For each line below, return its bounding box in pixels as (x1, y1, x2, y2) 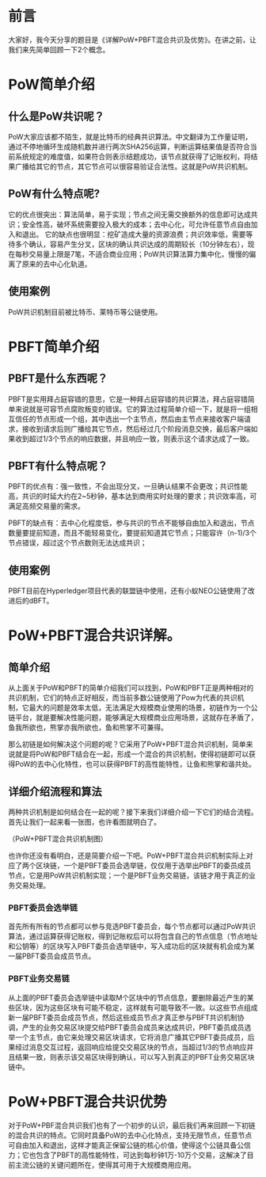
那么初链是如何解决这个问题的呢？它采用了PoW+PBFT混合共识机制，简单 (8, 740, 247, 749)
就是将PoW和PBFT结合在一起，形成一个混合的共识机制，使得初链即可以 (14, 749, 249, 759)
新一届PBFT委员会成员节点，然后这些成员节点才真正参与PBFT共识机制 (8, 1012, 237, 1022)
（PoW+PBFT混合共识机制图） (8, 834, 108, 844)
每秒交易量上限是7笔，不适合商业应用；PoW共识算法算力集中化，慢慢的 (14, 249, 249, 258)
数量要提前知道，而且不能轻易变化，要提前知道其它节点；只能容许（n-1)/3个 (8, 528, 257, 538)
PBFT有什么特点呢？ (8, 459, 108, 472)
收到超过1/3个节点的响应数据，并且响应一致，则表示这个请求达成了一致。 (14, 433, 254, 444)
